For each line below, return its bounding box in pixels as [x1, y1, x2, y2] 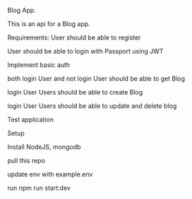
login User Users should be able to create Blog [7, 88, 143, 96]
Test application [7, 116, 54, 123]
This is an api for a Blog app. [7, 20, 90, 28]
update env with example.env [7, 170, 93, 179]
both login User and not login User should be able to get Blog [7, 74, 186, 83]
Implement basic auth [7, 61, 71, 69]
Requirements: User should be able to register [7, 33, 141, 42]
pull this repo [7, 157, 46, 164]
